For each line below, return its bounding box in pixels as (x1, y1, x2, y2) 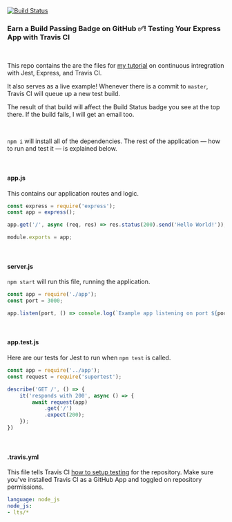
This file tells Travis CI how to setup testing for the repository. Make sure (7, 468, 214, 476)
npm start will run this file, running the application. (7, 277, 151, 286)
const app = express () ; (7, 209, 76, 216)
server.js (7, 262, 33, 270)
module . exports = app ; (7, 234, 72, 241)
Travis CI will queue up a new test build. (7, 90, 121, 98)
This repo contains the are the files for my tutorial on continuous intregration (7, 62, 224, 70)
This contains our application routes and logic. (7, 189, 139, 197)
